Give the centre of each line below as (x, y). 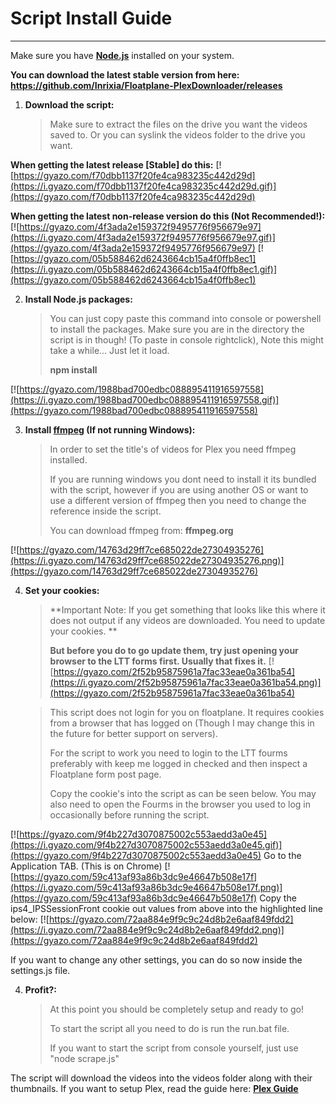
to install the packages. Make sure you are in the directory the (177, 329)
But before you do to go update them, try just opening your (174, 650)
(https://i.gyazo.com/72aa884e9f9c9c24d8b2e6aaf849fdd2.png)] (147, 929)
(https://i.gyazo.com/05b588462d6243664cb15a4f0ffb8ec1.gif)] (144, 269)
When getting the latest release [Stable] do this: (112, 164)
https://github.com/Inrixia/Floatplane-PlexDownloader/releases (146, 85)
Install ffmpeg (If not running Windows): (110, 429)
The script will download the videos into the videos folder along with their (161, 1078)
